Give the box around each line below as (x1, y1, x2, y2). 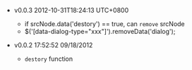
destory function (24, 54, 73, 63)
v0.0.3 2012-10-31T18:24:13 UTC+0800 (13, 6, 129, 14)
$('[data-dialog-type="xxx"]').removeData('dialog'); (24, 28, 176, 35)
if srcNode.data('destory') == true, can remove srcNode (24, 20, 185, 28)
